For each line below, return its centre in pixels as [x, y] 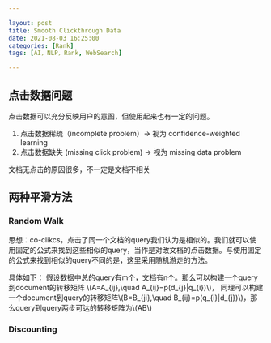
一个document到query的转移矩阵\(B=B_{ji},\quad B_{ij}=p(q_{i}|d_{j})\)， [129, 298]
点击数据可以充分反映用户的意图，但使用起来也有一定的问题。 [111, 116]
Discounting [33, 329]
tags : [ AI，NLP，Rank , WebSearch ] [66, 54]
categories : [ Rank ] [41, 45]
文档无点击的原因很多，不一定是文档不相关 [79, 169]
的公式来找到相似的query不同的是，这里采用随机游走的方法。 [110, 259]
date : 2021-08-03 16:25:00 [54, 38]
